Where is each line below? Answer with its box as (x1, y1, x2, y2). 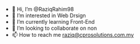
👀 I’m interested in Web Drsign (11, 12, 86, 19)
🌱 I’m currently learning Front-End (11, 18, 95, 25)
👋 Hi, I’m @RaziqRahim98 (11, 6, 74, 12)
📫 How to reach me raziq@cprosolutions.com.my (11, 32, 134, 38)
